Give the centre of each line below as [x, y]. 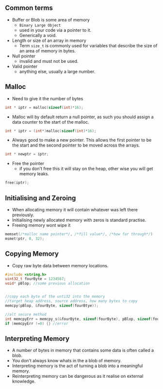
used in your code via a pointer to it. [55, 30]
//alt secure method [26, 314]
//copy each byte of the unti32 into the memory [55, 296]
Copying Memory [32, 254]
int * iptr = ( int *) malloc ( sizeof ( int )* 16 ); [51, 131]
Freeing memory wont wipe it [41, 225]
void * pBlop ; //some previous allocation [48, 284]
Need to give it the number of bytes [48, 98]
